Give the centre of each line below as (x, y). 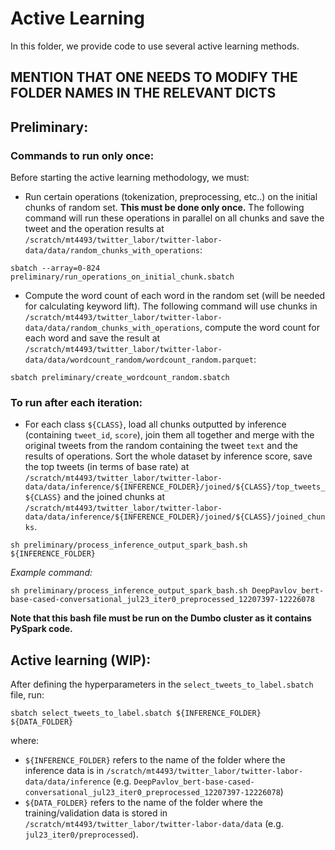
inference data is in (64, 771)
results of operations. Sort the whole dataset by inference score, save (168, 456)
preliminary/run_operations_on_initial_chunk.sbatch (122, 277)
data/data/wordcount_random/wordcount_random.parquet (139, 360)
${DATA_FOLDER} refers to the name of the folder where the (143, 803)
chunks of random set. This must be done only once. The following (164, 208)
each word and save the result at (92, 338)
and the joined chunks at (114, 497)
